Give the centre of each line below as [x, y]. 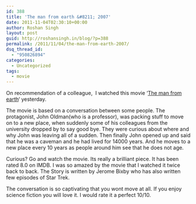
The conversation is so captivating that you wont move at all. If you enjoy [94, 189]
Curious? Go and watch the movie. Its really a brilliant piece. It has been [92, 159]
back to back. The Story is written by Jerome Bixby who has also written [93, 171]
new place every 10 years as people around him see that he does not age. [95, 148]
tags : [13, 71]
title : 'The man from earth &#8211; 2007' [59, 17]
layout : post [22, 33]
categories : [20, 60]
